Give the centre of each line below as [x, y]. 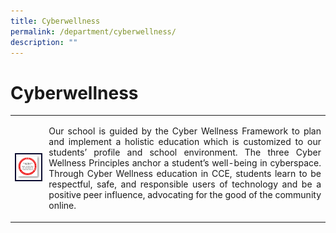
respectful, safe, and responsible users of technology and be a [185, 184]
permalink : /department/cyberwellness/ [93, 31]
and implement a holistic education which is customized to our [185, 142]
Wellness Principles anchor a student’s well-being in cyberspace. [185, 163]
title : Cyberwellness [55, 21]
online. [62, 206]
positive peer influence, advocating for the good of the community [185, 195]
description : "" [44, 42]
